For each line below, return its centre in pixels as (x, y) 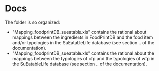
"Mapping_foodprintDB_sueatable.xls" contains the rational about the (83, 53)
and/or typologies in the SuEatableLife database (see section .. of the (83, 42)
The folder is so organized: (33, 22)
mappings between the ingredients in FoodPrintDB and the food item (82, 37)
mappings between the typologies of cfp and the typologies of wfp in (83, 58)
